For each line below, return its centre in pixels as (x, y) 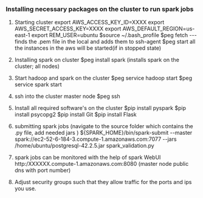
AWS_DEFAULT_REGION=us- (159, 29)
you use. (25, 189)
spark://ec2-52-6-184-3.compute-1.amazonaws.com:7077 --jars (95, 139)
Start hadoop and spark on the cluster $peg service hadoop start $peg (103, 78)
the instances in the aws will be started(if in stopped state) (88, 48)
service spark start (38, 84)
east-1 (22, 35)
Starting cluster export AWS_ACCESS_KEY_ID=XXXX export (89, 22)
